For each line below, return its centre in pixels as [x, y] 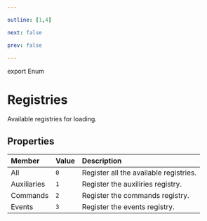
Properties [31, 141]
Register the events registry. [128, 207]
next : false [25, 32]
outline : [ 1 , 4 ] [29, 20]
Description [102, 161]
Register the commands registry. [135, 196]
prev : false [25, 45]
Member [25, 161]
